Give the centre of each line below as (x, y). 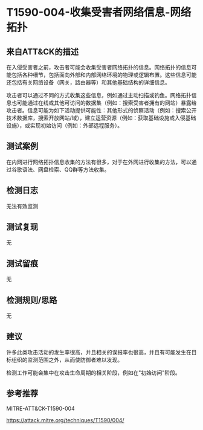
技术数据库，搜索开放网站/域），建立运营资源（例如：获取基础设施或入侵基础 (101, 118)
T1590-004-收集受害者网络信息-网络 (99, 12)
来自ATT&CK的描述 (42, 52)
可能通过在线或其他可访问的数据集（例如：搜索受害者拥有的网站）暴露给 (107, 103)
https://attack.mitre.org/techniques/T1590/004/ (66, 420)
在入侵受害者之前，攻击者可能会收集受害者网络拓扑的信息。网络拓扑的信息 (99, 67)
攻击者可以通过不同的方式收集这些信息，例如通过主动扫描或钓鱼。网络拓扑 (99, 95)
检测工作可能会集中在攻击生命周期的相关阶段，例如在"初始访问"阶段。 (94, 373)
